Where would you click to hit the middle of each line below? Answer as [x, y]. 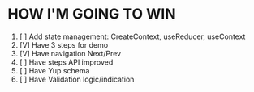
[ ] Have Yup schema [54, 70]
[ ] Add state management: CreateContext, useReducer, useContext [132, 36]
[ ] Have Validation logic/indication [77, 79]
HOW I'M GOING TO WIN [92, 14]
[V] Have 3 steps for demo [64, 44]
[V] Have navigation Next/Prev [70, 53]
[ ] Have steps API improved [66, 62]
